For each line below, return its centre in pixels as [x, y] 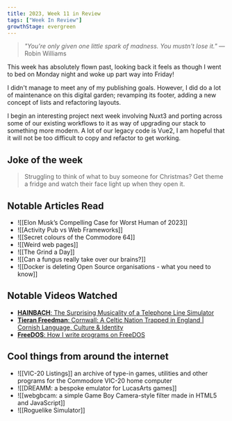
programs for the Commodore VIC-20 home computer [94, 380]
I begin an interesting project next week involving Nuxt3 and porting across [115, 116]
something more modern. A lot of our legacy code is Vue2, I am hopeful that [116, 131]
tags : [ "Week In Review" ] [44, 20]
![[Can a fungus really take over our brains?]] [81, 259]
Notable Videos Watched [63, 296]
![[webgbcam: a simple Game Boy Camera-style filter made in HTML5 [117, 395]
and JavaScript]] [41, 402]
